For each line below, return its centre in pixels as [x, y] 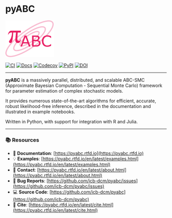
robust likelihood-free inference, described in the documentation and [78, 106]
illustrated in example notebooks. [40, 112]
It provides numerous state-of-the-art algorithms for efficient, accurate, [81, 101]
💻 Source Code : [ [32, 192]
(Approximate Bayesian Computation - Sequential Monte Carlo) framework [84, 85]
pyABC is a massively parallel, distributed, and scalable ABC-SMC [75, 80]
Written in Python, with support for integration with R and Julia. [72, 122]
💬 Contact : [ [26, 170]
